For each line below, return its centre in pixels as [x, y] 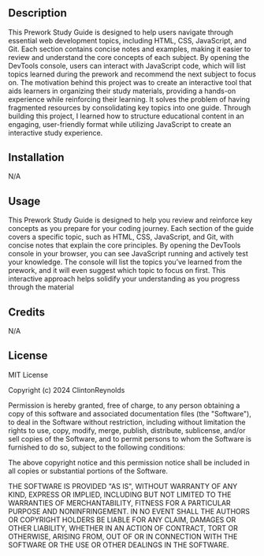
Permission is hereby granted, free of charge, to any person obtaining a [124, 405]
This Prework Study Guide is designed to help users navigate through [121, 32]
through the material [41, 287]
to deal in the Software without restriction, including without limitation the [127, 422]
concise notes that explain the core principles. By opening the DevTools [125, 245]
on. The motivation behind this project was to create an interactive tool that [130, 82]
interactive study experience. [56, 132]
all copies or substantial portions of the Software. [88, 471]
